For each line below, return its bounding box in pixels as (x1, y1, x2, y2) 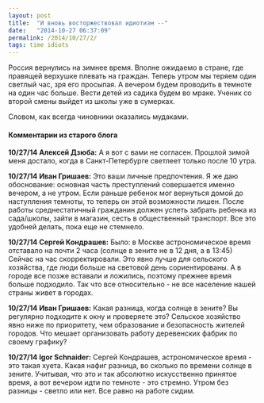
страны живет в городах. (8, 288, 94, 297)
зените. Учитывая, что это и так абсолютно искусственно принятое (8, 370, 238, 379)
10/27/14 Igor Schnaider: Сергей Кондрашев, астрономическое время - (8, 352, 252, 362)
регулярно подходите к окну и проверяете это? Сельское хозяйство (8, 312, 241, 321)
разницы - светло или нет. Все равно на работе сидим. (8, 386, 196, 396)
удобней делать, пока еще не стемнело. (8, 222, 145, 232)
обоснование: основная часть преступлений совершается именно (8, 180, 235, 190)
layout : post (8, 11, 52, 20)
